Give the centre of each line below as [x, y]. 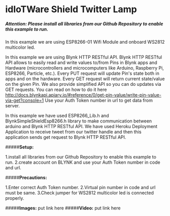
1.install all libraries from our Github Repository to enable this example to [81, 157]
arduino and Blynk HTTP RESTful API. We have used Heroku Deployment [81, 127]
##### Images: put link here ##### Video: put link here [63, 208]
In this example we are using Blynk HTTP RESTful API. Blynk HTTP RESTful [84, 57]
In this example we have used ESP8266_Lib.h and [57, 116]
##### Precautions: [26, 178]
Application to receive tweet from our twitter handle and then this [73, 132]
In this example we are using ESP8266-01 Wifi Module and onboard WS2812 [85, 42]
